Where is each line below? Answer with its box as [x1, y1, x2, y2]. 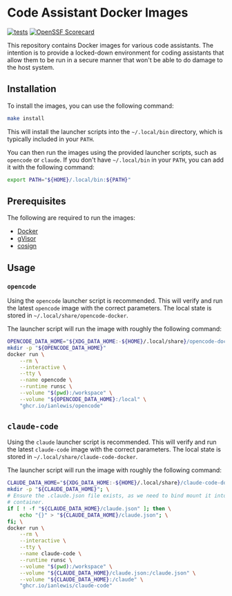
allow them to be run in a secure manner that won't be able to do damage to [7, 55, 223, 64]
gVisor [17, 234, 37, 243]
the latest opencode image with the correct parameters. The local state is [7, 304, 212, 312]
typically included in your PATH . [7, 135, 95, 143]
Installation [7, 83, 57, 95]
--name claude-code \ [19, 550, 81, 557]
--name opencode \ [19, 377, 72, 384]
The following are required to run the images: [7, 214, 136, 222]
